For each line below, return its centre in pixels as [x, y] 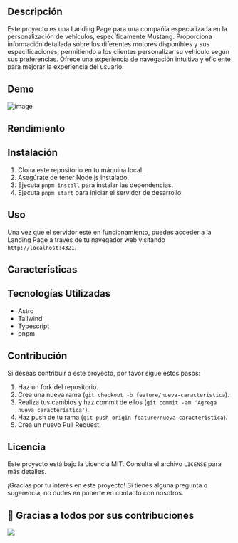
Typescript [33, 326]
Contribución [37, 356]
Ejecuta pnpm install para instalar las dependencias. [95, 185]
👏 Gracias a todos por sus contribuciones [101, 515]
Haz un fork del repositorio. [58, 386]
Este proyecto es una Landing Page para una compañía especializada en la [118, 28]
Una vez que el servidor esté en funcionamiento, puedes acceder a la [109, 232]
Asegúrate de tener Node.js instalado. [73, 177]
